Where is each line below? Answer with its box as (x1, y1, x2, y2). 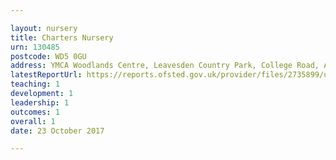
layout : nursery (10, 23, 78, 33)
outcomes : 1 (10, 107, 60, 117)
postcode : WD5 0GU (10, 51, 87, 61)
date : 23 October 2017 (10, 126, 105, 136)
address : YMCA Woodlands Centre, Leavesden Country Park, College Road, (10, 61, 320, 71)
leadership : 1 (10, 97, 70, 108)
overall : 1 (10, 116, 56, 126)
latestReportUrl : (10, 70, 83, 80)
